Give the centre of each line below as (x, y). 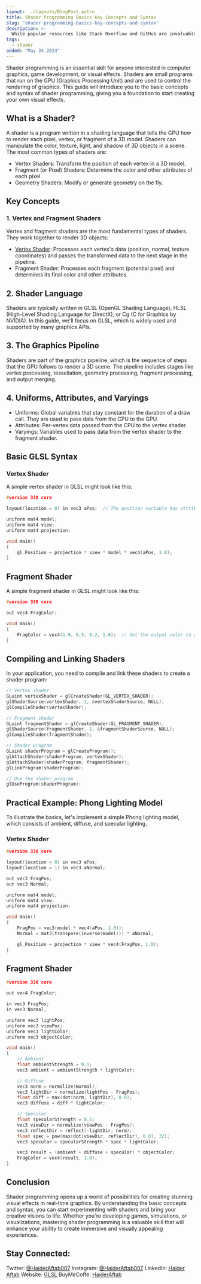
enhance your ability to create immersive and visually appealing (85, 1228)
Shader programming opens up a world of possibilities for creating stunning (100, 1197)
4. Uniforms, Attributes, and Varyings (77, 398)
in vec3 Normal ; (26, 1010)
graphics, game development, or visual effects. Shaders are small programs (100, 74)
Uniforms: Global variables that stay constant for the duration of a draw (103, 412)
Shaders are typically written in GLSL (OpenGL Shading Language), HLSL (96, 308)
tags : (13, 39)
